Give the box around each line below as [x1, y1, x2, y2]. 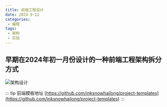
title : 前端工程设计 [5, 7, 44, 13]
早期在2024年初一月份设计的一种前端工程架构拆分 [5, 56, 162, 64]
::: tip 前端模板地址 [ [5, 90, 46, 96]
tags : [5, 26, 17, 31]
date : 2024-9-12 [5, 12, 39, 17]
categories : [5, 17, 30, 22]
